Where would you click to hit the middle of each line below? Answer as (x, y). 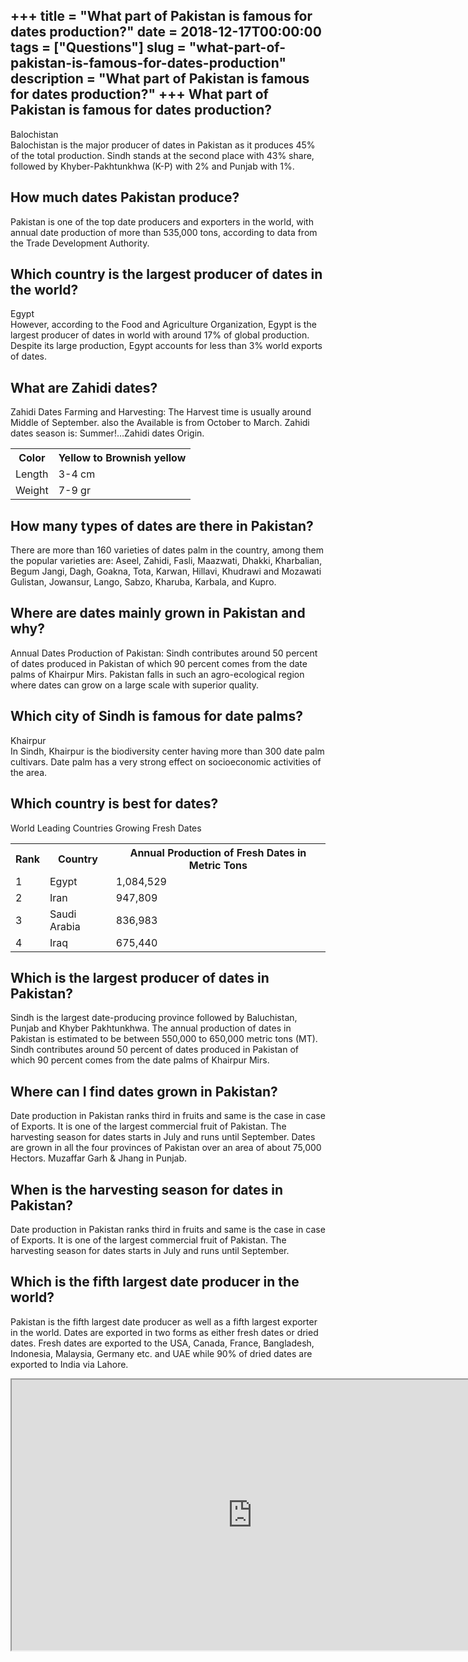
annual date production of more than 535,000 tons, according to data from (164, 232)
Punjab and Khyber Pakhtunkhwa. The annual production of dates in (151, 1028)
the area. (29, 772)
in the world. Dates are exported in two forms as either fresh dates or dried (164, 1332)
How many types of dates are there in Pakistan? (162, 525)
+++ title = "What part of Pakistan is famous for (161, 16)
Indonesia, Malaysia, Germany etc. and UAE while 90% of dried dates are (161, 1353)
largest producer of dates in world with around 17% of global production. (160, 335)
